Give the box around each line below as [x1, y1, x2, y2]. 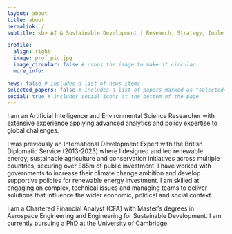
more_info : [13, 67, 45, 75]
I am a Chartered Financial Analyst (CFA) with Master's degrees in [7, 204, 195, 213]
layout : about [7, 10, 48, 17]
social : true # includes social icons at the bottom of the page [7, 92, 199, 100]
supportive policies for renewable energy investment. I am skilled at [7, 177, 200, 185]
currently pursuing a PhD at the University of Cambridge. [7, 219, 169, 228]
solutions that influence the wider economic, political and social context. [7, 191, 213, 199]
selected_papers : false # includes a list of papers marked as [7, 86, 193, 93]
